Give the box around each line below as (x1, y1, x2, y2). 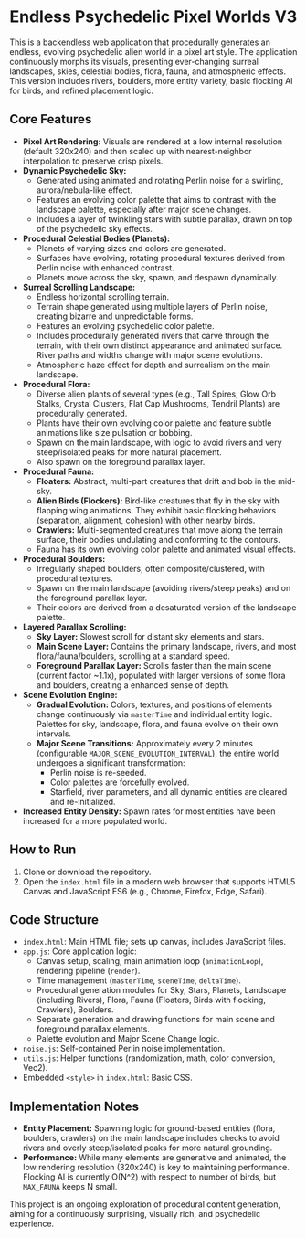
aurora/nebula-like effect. (36, 185, 132, 196)
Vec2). (22, 1063, 48, 1074)
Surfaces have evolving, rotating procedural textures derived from (36, 252, 286, 263)
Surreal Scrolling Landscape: (22, 281, 135, 292)
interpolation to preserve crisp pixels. (22, 155, 164, 166)
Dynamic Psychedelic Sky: (22, 164, 127, 175)
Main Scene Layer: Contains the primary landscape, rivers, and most (36, 640, 297, 651)
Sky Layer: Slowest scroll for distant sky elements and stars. (36, 630, 265, 641)
